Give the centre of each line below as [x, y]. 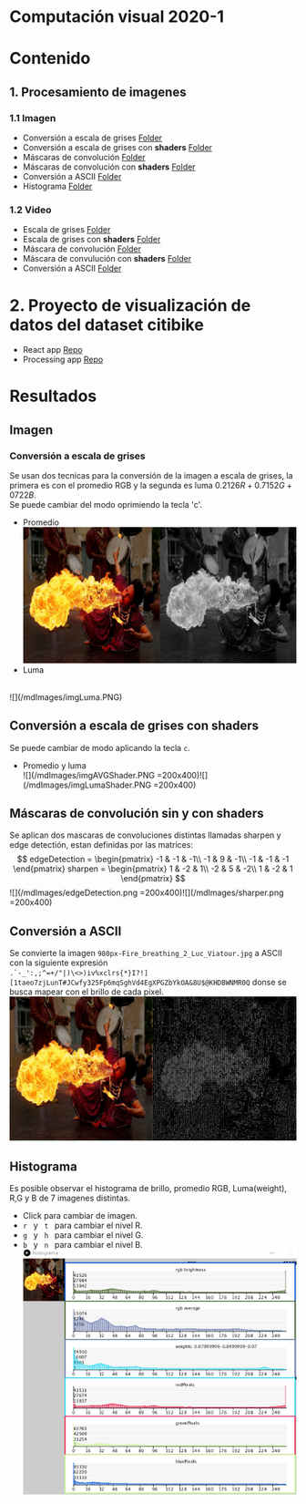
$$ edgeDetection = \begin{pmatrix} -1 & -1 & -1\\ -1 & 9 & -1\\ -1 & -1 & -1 [153, 860]
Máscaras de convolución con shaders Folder [109, 167]
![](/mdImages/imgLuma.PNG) [66, 697]
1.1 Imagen [33, 118]
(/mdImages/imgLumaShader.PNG [87, 785]
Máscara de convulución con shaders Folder [107, 259]
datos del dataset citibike [107, 324]
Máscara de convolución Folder [82, 249]
